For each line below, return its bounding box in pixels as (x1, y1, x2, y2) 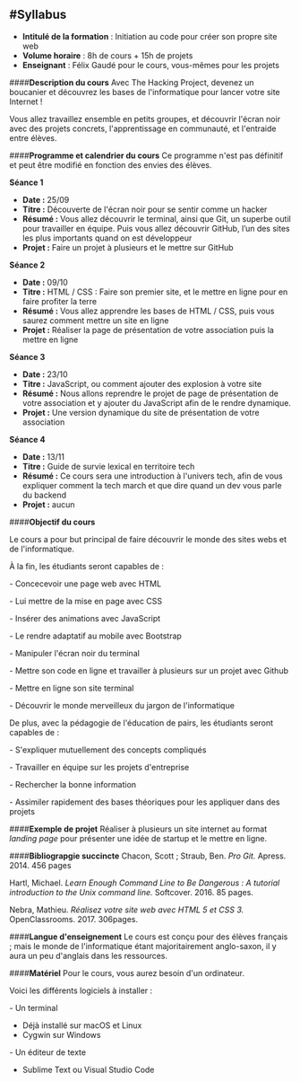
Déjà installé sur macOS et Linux (21, 1019, 142, 1031)
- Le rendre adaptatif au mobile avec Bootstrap (9, 630, 182, 641)
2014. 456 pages (9, 859, 72, 870)
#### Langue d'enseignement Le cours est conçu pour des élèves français (9, 931, 288, 942)
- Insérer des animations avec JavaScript (9, 612, 161, 623)
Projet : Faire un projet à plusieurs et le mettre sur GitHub (21, 242, 235, 252)
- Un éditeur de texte (9, 1046, 87, 1058)
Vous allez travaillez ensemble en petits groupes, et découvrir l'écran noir (9, 113, 280, 124)
